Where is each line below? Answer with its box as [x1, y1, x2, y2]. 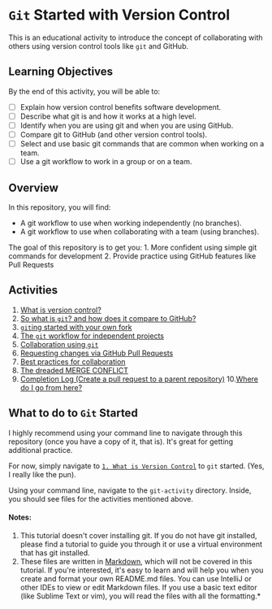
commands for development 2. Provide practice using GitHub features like [8, 250, 257, 261]
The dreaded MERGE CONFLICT [19, 365, 128, 375]
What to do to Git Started [8, 407, 138, 420]
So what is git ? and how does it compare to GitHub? [19, 313, 196, 323]
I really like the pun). [8, 469, 77, 479]
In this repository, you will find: [8, 202, 111, 212]
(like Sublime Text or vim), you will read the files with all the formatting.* [19, 591, 261, 601]
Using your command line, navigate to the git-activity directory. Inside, [8, 485, 252, 495]
